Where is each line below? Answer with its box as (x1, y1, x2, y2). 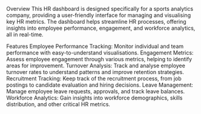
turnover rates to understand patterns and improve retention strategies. (6, 69, 185, 75)
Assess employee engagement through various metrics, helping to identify (6, 56, 193, 62)
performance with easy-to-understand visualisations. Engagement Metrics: (6, 49, 194, 56)
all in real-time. (6, 31, 44, 38)
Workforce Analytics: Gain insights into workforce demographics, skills (6, 94, 183, 101)
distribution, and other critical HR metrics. (6, 101, 111, 108)
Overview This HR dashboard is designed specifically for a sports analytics (6, 5, 194, 12)
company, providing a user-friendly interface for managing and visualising (6, 12, 191, 19)
